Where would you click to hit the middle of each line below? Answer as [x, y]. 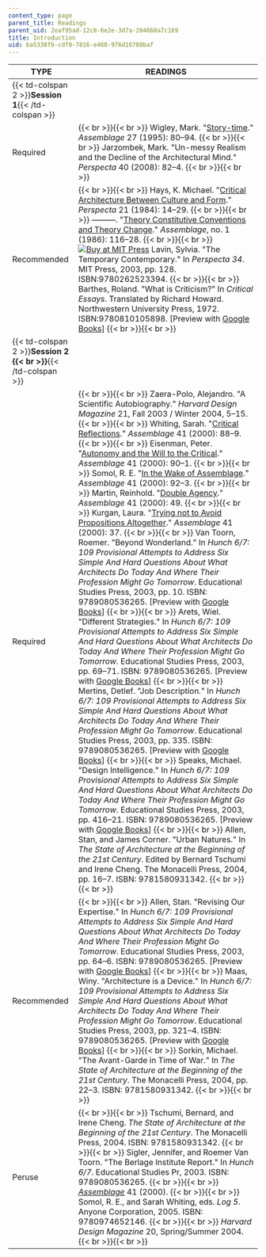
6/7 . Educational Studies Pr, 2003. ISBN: [154, 1172]
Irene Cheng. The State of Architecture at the [162, 1123]
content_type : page [40, 15]
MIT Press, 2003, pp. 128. [127, 269]
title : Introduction [42, 38]
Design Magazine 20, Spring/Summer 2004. [161, 1232]
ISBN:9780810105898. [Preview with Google [163, 319]
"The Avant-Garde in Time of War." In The [156, 1061]
